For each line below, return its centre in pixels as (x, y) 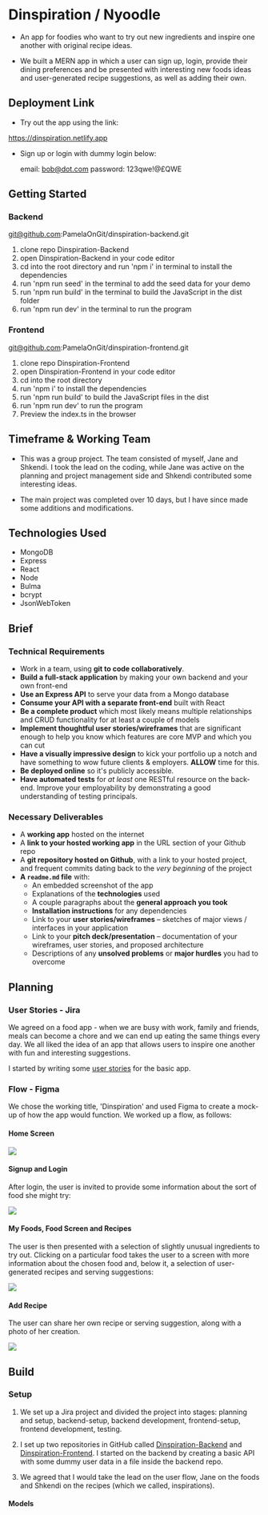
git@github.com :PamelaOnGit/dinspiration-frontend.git (99, 347)
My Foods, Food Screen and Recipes (70, 1228)
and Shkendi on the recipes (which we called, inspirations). (117, 1485)
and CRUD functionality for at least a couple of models (110, 720)
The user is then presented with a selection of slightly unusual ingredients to (134, 1246)
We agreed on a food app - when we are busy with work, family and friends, (134, 1028)
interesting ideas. (48, 484)
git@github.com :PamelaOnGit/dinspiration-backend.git (99, 234)
